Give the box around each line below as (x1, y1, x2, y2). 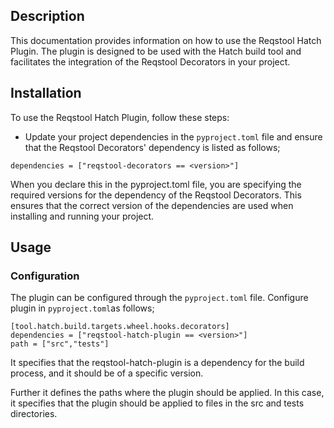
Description (10, 8, 85, 25)
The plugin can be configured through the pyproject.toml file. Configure (10, 292, 309, 304)
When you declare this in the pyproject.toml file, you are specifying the (10, 178, 302, 190)
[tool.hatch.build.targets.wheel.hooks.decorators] (10, 322, 230, 332)
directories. (10, 408, 58, 420)
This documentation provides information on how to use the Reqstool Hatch (10, 34, 322, 46)
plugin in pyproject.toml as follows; (10, 302, 155, 314)
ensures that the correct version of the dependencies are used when (10, 199, 294, 211)
